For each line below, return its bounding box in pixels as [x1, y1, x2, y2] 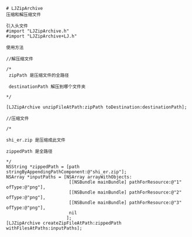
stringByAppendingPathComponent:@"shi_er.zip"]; [6, 169, 127, 175]
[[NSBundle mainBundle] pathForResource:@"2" [68, 190, 182, 195]
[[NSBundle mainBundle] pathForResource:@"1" [68, 179, 182, 185]
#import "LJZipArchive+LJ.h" [6, 33, 77, 39]
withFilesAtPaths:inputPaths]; [6, 225, 83, 231]
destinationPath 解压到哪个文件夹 [8, 84, 86, 90]
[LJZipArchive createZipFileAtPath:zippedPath [6, 220, 122, 226]
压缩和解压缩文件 [6, 12, 42, 18]
